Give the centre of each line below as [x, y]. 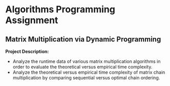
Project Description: [27, 51]
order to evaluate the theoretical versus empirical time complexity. [82, 67]
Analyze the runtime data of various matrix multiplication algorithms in [87, 61]
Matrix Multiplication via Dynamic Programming [83, 39]
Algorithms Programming [60, 9]
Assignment [32, 20]
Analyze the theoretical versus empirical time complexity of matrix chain [89, 72]
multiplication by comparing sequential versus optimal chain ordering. [86, 78]
